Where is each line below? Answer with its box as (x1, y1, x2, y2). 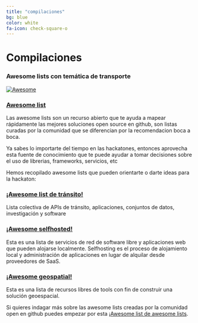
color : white (6, 20, 39, 26)
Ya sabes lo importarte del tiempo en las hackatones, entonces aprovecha (6, 145, 188, 152)
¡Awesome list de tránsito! (6, 190, 83, 198)
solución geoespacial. (6, 292, 60, 299)
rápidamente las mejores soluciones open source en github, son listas (6, 120, 177, 128)
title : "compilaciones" (6, 8, 65, 15)
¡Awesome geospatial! (6, 272, 73, 281)
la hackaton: (6, 175, 37, 182)
